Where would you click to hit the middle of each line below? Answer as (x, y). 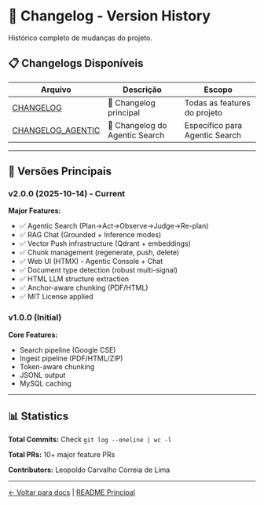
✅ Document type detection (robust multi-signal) (99, 270)
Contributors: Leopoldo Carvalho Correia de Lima (89, 470)
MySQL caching (46, 383)
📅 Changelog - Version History (109, 16)
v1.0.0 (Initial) (35, 317)
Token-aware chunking (57, 366)
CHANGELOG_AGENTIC (56, 130)
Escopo (218, 90)
